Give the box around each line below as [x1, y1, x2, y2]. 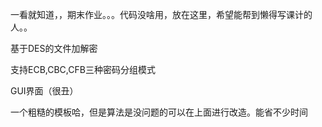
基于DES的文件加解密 [10, 43, 98, 54]
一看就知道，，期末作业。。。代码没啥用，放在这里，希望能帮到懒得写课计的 [10, 9, 313, 20]
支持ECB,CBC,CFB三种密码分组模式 [10, 64, 156, 75]
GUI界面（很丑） [10, 85, 79, 97]
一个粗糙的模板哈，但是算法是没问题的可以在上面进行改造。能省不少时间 [10, 106, 308, 118]
